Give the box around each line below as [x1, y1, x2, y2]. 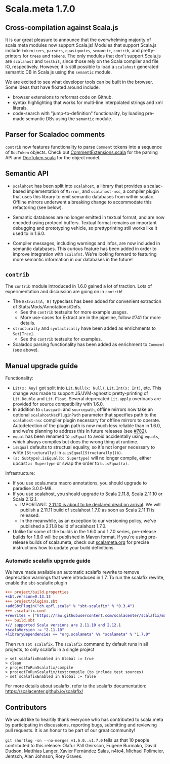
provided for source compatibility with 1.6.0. [12, 401, 104, 407]
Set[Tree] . [12, 331, 35, 337]
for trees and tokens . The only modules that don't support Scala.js [22, 53, 161, 59]
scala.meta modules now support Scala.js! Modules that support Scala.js [5, 42, 157, 48]
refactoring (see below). [12, 204, 63, 211]
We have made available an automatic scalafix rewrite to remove [5, 569, 140, 575]
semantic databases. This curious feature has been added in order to [12, 246, 157, 252]
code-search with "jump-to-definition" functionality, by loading [12, 110, 144, 116]
